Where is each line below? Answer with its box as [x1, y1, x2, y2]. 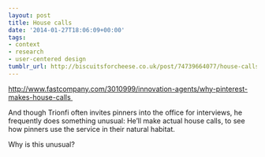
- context [8, 41, 41, 49]
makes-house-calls [8, 92, 71, 102]
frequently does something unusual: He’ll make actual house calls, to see [8, 115, 246, 126]
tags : [8, 33, 26, 42]
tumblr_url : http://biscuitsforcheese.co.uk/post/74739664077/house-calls [8, 63, 259, 71]
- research [8, 48, 44, 56]
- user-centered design [8, 56, 87, 64]
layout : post [8, 11, 51, 20]
